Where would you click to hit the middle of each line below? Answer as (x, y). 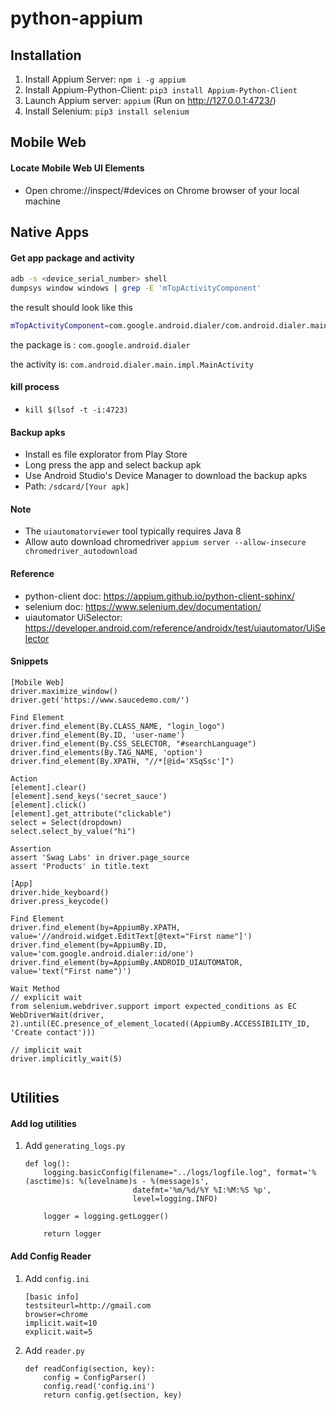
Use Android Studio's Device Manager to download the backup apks (166, 476)
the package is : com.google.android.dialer (100, 344)
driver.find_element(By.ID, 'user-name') (98, 735)
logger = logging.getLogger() (106, 1217)
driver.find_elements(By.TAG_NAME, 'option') (106, 752)
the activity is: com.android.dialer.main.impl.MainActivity (132, 364)
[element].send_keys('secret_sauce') (89, 796)
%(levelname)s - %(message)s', (144, 1182)
